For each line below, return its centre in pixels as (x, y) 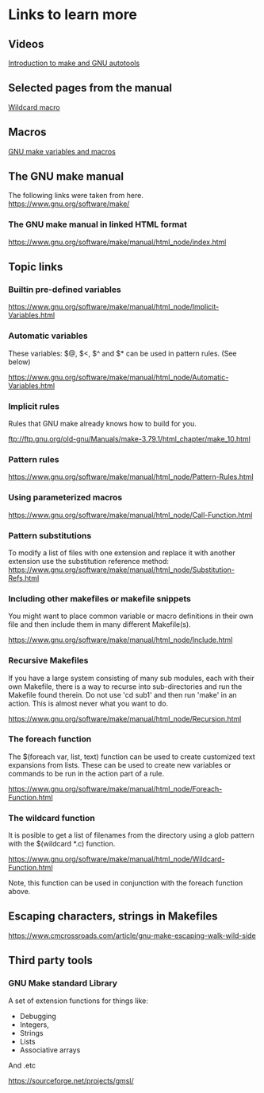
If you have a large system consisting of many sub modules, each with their (132, 678)
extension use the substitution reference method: (88, 561)
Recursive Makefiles (48, 660)
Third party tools (51, 961)
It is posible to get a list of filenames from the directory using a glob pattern (132, 835)
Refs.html (24, 578)
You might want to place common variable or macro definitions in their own (131, 616)
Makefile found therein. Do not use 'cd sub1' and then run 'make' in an (122, 694)
